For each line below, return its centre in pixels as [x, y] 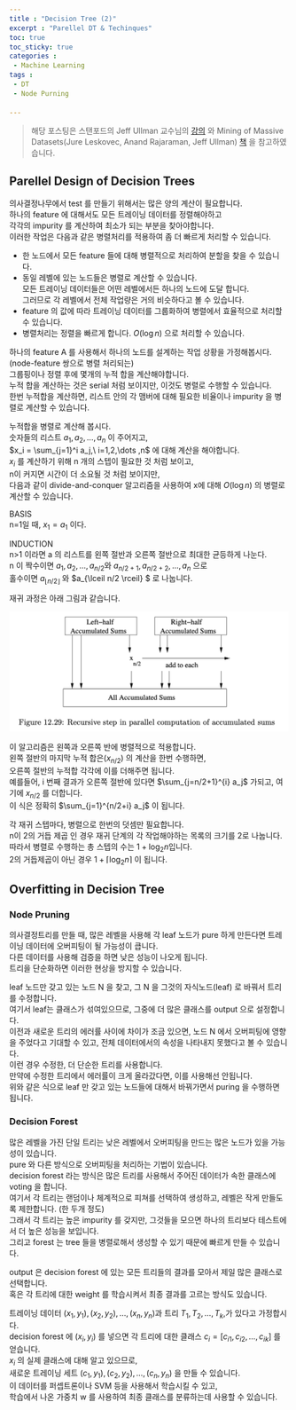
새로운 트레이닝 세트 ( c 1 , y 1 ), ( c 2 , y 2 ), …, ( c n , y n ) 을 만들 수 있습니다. [125, 1374]
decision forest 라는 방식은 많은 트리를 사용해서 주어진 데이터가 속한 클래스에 [143, 1175]
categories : [33, 56]
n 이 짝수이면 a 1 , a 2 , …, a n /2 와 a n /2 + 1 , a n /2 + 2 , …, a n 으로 [109, 566]
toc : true [27, 37]
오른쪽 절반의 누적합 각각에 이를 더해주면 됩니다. [92, 771]
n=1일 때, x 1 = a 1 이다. [48, 525]
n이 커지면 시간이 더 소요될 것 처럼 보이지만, [85, 474]
